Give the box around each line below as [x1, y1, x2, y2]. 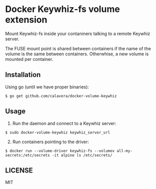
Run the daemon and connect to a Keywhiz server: [12, 120, 117, 126]
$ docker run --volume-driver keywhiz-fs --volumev [5, 148, 115, 153]
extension [5, 14, 47, 25]
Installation [5, 71, 41, 79]
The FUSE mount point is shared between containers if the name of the [5, 45, 151, 51]
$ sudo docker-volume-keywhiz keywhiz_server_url [5, 130, 111, 135]
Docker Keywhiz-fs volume [5, 3, 120, 15]
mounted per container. [5, 56, 53, 62]
